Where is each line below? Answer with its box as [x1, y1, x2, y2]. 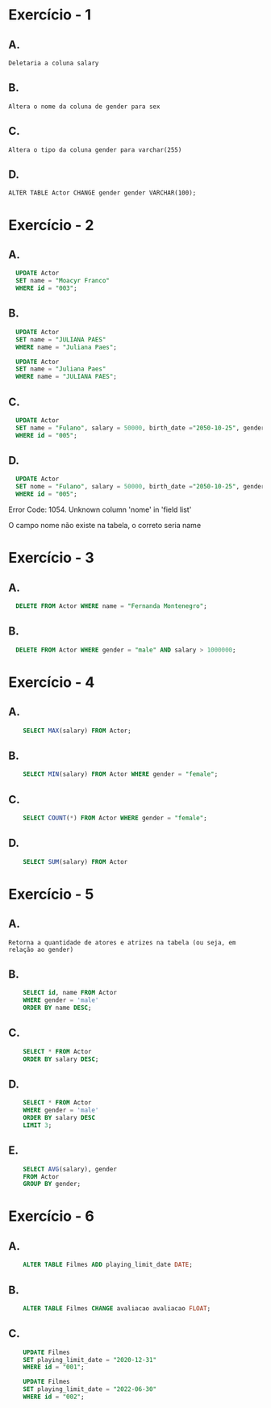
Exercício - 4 [8, 673, 95, 691]
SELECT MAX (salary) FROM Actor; [23, 727, 131, 735]
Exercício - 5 [8, 885, 94, 903]
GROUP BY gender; [23, 1180, 81, 1188]
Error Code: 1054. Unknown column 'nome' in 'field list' [8, 505, 192, 514]
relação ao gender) [8, 945, 74, 953]
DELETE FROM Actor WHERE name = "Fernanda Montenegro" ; [15, 602, 207, 610]
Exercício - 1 [8, 6, 91, 24]
